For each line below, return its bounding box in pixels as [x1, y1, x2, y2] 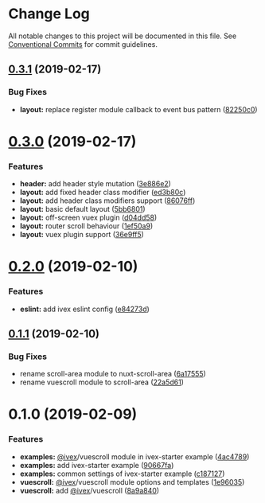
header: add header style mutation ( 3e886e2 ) [19, 179, 171, 189]
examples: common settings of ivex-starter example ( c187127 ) [19, 469, 225, 478]
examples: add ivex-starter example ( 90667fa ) [19, 460, 174, 470]
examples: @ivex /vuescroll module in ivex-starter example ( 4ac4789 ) [19, 451, 250, 462]
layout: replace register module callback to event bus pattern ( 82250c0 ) [19, 104, 258, 114]
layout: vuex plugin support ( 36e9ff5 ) [19, 230, 145, 240]
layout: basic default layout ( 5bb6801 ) [19, 205, 146, 214]
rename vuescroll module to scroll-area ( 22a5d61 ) [19, 377, 185, 387]
